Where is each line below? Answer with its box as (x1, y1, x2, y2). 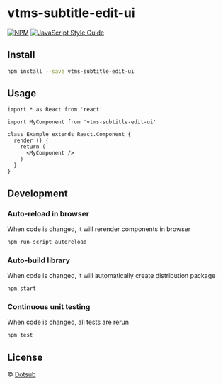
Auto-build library (7, 255, 71, 265)
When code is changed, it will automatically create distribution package (7, 272, 216, 280)
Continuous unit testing (7, 302, 91, 312)
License (7, 351, 43, 363)
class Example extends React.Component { (7, 131, 132, 138)
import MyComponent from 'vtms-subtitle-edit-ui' (7, 118, 157, 125)
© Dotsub (7, 370, 36, 379)
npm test (7, 332, 33, 339)
